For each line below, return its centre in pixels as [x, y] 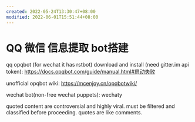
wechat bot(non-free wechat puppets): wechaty [64, 95]
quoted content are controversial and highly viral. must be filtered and [90, 106]
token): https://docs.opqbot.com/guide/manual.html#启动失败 [81, 72]
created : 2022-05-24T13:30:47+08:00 [51, 11]
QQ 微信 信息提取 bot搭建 [67, 48]
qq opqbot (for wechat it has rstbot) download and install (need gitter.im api [97, 65]
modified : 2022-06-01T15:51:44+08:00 [52, 17]
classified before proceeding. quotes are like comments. [74, 113]
